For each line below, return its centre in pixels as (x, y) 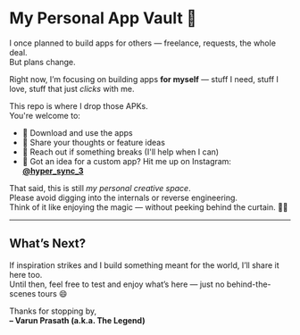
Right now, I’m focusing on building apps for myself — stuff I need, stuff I (144, 79)
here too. (26, 274)
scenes (23, 293)
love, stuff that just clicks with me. (72, 88)
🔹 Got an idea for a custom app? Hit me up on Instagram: (127, 161)
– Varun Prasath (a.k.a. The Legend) (77, 320)
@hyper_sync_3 (53, 171)
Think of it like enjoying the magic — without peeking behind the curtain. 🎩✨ (149, 207)
